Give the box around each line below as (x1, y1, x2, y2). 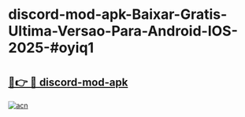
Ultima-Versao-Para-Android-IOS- (8, 22, 239, 40)
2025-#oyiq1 (8, 39, 95, 57)
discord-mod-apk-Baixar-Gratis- (8, 5, 228, 24)
